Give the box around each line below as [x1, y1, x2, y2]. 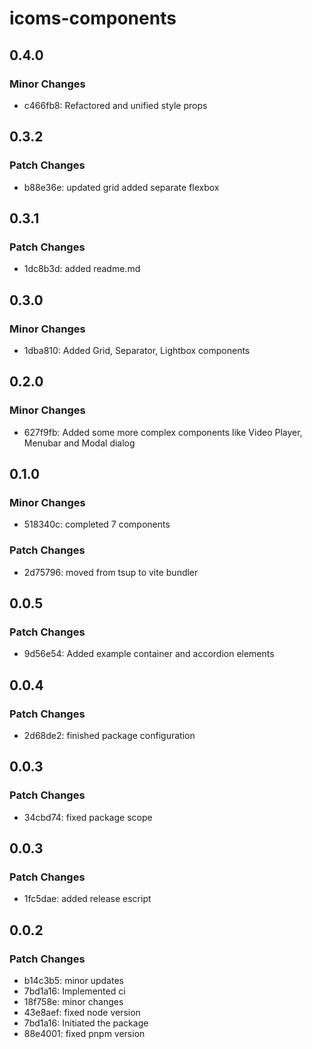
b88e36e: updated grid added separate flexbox [23, 181, 220, 193]
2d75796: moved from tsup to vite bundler [23, 566, 199, 578]
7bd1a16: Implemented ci [23, 985, 126, 997]
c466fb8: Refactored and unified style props [23, 99, 208, 111]
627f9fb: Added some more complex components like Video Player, [23, 426, 303, 438]
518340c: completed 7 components [23, 518, 171, 531]
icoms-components [9, 7, 177, 30]
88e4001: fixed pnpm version [23, 1028, 146, 1040]
